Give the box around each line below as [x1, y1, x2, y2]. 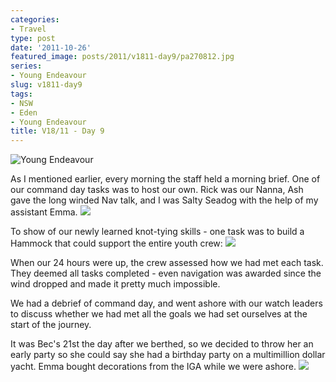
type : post [10, 33, 56, 43]
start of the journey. [10, 319, 92, 331]
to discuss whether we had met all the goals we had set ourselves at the [10, 308, 308, 320]
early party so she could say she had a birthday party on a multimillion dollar [10, 349, 326, 361]
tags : [10, 89, 33, 99]
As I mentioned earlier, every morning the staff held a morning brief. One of [10, 173, 321, 185]
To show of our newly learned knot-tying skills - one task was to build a [10, 226, 305, 238]
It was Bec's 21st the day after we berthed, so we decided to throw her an [10, 338, 314, 350]
